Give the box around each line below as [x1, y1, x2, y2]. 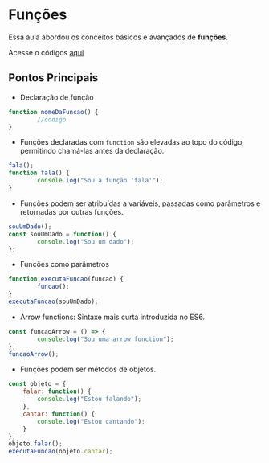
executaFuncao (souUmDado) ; [8, 297, 99, 305]
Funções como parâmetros [19, 260, 110, 269]
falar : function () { [22, 387, 92, 395]
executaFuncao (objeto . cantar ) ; [8, 448, 113, 456]
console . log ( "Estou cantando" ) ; [37, 417, 146, 425]
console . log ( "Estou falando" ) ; [37, 395, 142, 404]
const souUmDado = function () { [8, 230, 116, 238]
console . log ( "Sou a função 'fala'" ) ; [37, 177, 163, 185]
